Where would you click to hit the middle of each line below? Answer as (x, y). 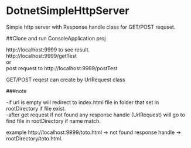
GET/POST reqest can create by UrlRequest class (66, 80)
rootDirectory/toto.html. (34, 138)
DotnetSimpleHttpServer (68, 11)
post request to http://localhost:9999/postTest (62, 68)
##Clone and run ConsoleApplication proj (56, 38)
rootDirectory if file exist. (36, 108)
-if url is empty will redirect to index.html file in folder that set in (83, 102)
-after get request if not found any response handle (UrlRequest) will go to (96, 115)
